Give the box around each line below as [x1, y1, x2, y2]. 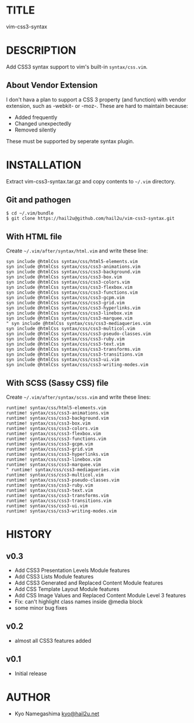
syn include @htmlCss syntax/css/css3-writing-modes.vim [6, 362, 149, 368]
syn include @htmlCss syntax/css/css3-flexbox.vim [6, 284, 133, 291]
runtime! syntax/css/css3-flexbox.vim [6, 431, 101, 437]
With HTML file [6, 231, 62, 242]
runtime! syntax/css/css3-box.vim [6, 420, 91, 426]
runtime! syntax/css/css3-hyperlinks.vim [6, 452, 109, 458]
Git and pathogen [6, 195, 71, 205]
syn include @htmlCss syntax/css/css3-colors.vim [6, 280, 131, 285]
